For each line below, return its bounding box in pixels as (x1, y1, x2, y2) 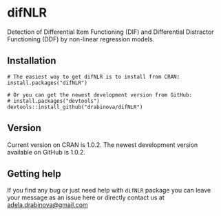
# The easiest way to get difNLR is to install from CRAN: (7, 73, 180, 80)
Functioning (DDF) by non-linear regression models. (7, 35, 155, 43)
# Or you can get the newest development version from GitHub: (7, 91, 193, 98)
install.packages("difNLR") (7, 79, 88, 86)
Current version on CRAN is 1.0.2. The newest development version (7, 140, 198, 149)
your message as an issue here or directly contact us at (7, 193, 165, 202)
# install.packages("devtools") (7, 97, 100, 104)
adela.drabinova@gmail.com (7, 201, 88, 209)
